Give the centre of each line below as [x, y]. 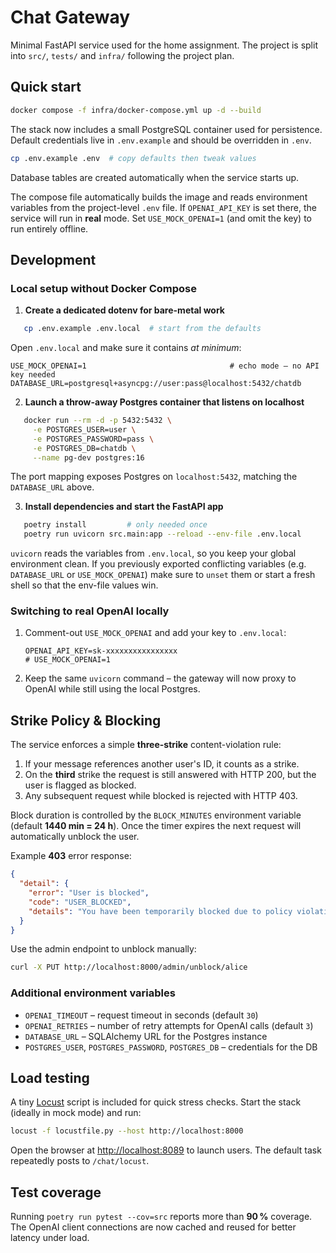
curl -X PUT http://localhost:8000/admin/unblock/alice [129, 967]
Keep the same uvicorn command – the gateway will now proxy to [160, 678]
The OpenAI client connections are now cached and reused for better [153, 1227]
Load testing [50, 1077]
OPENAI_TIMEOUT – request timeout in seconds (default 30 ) [141, 1015]
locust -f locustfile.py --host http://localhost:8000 [127, 1131]
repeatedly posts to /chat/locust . [80, 1161]
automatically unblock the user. [75, 837]
